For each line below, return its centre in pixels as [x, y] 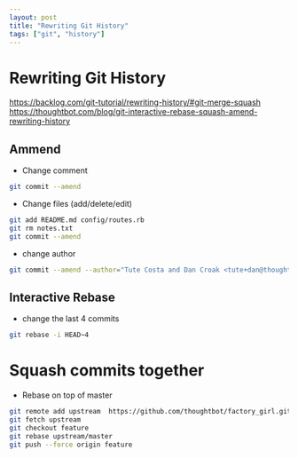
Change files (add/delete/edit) [77, 204]
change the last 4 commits [71, 319]
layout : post [33, 17]
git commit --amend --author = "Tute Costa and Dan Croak [114, 270]
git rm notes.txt [41, 228]
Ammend [35, 149]
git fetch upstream [45, 420]
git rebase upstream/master [61, 436]
